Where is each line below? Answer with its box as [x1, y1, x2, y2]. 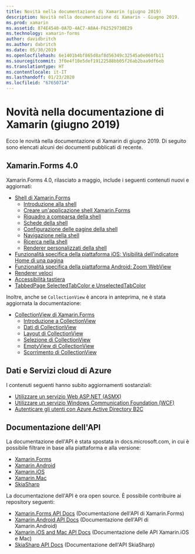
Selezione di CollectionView [23, 336, 91, 343]
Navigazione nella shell [23, 231, 80, 239]
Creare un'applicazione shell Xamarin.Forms [23, 206, 131, 214]
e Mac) [14, 535, 32, 542]
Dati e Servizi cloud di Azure [6, 366, 112, 376]
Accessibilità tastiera [14, 276, 66, 283]
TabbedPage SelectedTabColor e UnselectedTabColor [14, 281, 146, 289]
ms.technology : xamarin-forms [6, 31, 80, 37]
